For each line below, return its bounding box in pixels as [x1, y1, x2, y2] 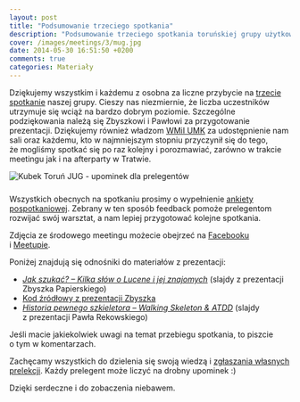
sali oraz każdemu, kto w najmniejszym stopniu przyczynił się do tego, [9, 135, 269, 145]
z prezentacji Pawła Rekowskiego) [21, 311, 149, 322]
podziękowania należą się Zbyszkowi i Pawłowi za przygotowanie [9, 115, 250, 126]
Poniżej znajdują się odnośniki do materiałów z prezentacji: [9, 256, 226, 267]
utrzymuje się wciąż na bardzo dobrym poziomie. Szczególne [9, 106, 236, 117]
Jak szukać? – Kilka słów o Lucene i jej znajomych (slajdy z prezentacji [21, 274, 284, 284]
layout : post [9, 12, 58, 22]
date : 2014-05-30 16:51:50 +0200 [9, 46, 134, 55]
